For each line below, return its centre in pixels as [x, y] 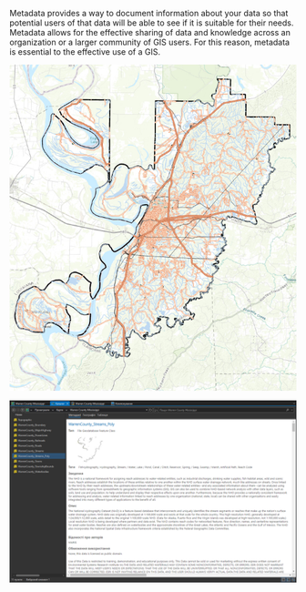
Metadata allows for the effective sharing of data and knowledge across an [150, 32]
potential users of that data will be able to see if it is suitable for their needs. [152, 23]
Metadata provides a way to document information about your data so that [149, 13]
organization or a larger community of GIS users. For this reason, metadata [149, 42]
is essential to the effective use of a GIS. [85, 52]
